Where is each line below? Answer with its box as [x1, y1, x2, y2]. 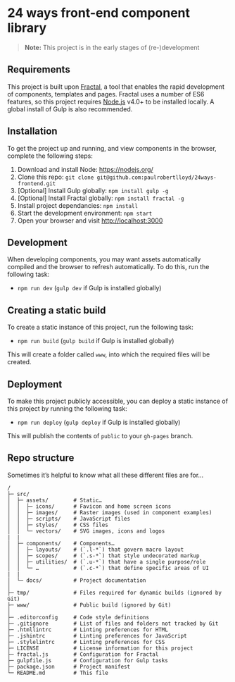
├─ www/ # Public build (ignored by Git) [7, 601, 172, 609]
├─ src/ [7, 490, 30, 497]
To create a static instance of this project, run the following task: [7, 323, 193, 332]
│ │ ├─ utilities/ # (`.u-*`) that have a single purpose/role [7, 558, 206, 565]
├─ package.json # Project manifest [7, 663, 131, 670]
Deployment [7, 378, 63, 390]
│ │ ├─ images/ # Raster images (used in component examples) [7, 509, 212, 516]
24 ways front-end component [7, 5, 191, 21]
